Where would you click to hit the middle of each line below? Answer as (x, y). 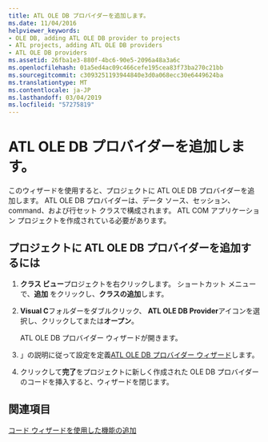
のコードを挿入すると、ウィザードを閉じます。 (96, 381)
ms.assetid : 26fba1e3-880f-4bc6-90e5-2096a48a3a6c (94, 61)
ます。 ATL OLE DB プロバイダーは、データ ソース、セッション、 (128, 201)
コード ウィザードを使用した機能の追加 (72, 430)
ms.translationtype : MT (48, 82)
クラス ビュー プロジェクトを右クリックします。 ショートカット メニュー (138, 284)
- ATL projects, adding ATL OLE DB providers (85, 46)
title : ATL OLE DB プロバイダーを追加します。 (79, 16)
